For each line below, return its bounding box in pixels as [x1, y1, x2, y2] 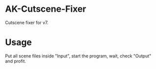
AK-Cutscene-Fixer [5, 3, 87, 15]
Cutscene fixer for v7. [5, 20, 49, 25]
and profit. [5, 58, 26, 64]
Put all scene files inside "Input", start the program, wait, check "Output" [5, 53, 152, 59]
